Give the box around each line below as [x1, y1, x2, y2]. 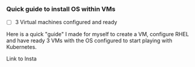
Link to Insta [6, 55, 37, 62]
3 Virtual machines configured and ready [15, 19, 117, 26]
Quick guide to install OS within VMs [6, 5, 116, 13]
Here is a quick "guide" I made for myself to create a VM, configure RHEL [6, 31, 190, 38]
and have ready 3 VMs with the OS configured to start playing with [6, 37, 173, 44]
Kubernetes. [6, 43, 37, 51]
